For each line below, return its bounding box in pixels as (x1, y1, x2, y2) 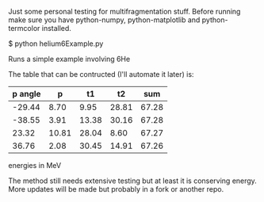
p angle (12, 89, 41, 99)
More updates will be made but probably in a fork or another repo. (8, 185, 224, 193)
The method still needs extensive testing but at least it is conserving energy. (8, 176, 258, 185)
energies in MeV (8, 161, 62, 170)
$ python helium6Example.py (8, 39, 104, 48)
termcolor (8, 24, 40, 32)
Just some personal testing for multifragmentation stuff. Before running (8, 7, 241, 16)
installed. (41, 24, 71, 32)
